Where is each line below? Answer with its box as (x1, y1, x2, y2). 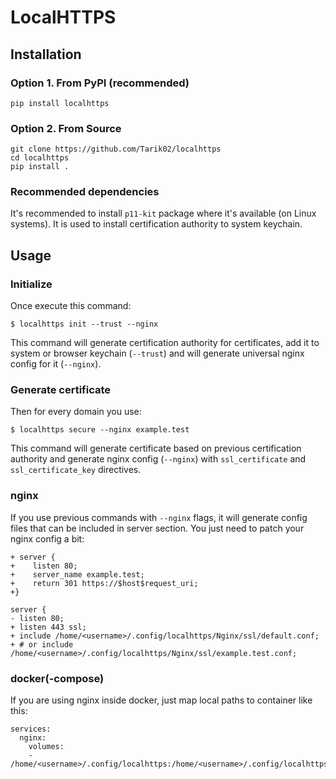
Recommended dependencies (10, 185, 160, 199)
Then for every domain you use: (10, 406, 142, 418)
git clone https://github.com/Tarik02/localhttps (10, 144, 222, 155)
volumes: (28, 742, 65, 752)
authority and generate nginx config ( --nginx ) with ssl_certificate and (10, 453, 307, 465)
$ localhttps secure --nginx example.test (10, 425, 190, 435)
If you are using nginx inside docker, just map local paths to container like (10, 694, 313, 706)
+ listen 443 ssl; (10, 622, 87, 632)
